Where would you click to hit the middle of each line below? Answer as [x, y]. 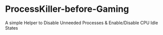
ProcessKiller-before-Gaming [67, 9]
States [12, 28]
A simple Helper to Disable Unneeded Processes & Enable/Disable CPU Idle [82, 23]
